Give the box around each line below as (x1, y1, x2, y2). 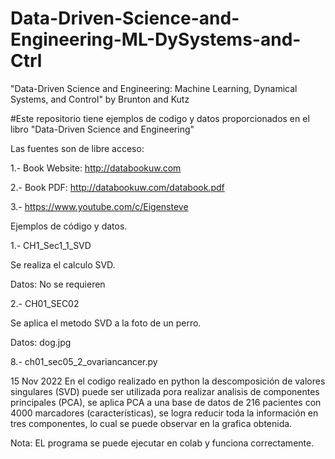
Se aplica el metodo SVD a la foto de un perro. (10, 317, 202, 329)
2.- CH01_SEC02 (10, 297, 80, 309)
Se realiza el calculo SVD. (10, 258, 116, 271)
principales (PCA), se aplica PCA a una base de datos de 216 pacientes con (10, 396, 322, 408)
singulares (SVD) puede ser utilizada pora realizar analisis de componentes (10, 385, 320, 397)
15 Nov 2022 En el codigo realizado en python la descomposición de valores (10, 375, 326, 387)
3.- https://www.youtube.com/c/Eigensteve (10, 200, 189, 212)
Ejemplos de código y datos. (10, 220, 128, 232)
